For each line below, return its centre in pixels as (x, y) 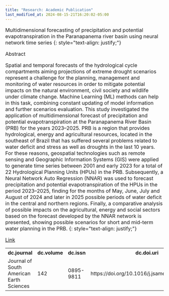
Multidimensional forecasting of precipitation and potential (74, 30)
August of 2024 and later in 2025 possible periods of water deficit (83, 197)
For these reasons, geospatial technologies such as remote (75, 153)
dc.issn (77, 253)
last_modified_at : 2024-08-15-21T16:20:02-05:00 (57, 15)
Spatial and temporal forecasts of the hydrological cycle (71, 65)
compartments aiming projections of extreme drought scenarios (81, 71)
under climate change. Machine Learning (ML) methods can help (82, 96)
